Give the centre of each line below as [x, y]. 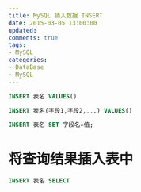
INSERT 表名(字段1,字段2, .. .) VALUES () [70, 111]
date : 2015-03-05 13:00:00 [53, 23]
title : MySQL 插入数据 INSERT [55, 15]
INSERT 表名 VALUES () [43, 96]
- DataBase [26, 67]
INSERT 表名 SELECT [39, 181]
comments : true [33, 38]
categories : [28, 60]
